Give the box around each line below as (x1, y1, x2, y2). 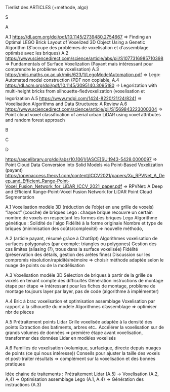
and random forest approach (5, 117, 65, 123)
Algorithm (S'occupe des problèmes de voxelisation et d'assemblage (5, 45, 149, 50)
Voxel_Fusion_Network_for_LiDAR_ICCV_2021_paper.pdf (5, 183, 122, 189)
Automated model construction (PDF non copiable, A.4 (5, 77, 119, 83)
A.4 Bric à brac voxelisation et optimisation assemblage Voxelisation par (5, 298, 155, 304)
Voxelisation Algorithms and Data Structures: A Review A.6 (5, 101, 127, 107)
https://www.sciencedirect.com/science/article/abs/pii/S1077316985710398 (5, 55, 163, 61)
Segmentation (5, 194, 34, 200)
